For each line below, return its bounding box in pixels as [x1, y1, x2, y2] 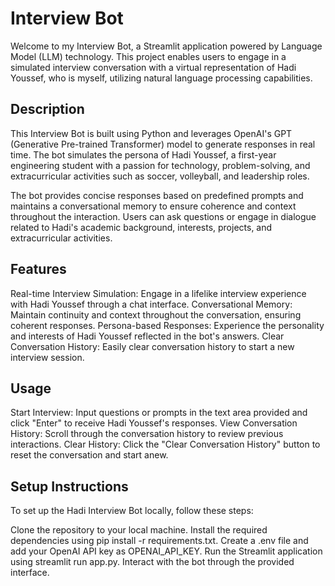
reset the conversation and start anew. [10, 449, 169, 461]
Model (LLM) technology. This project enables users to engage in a [10, 50, 287, 62]
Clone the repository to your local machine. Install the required [10, 524, 268, 536]
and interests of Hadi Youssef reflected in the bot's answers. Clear [10, 330, 285, 342]
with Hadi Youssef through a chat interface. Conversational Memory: [10, 298, 293, 310]
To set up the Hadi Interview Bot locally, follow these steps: [10, 505, 254, 517]
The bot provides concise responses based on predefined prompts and [10, 189, 304, 201]
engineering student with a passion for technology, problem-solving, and [10, 159, 311, 171]
